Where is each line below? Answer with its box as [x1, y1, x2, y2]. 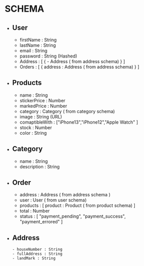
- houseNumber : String [12, 247, 63, 252]
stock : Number [19, 124, 52, 130]
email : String [19, 48, 48, 53]
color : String [19, 130, 47, 136]
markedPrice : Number [19, 103, 67, 109]
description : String [19, 163, 60, 169]
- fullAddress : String [12, 251, 63, 257]
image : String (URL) [19, 113, 62, 120]
